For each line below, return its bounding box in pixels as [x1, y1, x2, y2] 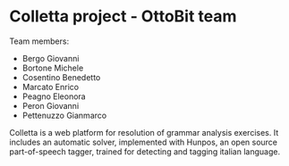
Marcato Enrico [21, 81, 79, 92]
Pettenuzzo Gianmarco [21, 110, 107, 120]
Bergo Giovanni [21, 53, 80, 63]
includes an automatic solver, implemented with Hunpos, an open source [9, 137, 278, 147]
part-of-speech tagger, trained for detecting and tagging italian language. [9, 145, 280, 157]
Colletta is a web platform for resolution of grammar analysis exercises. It [9, 127, 279, 137]
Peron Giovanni [21, 100, 80, 111]
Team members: [9, 36, 70, 46]
